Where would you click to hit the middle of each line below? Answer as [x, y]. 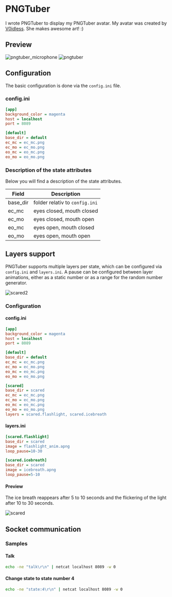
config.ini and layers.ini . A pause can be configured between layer [79, 272]
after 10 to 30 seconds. [30, 503]
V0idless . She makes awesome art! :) [44, 28]
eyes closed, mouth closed [66, 211]
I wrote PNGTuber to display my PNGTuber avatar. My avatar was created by [86, 23]
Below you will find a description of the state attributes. [64, 181]
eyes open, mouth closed [64, 227]
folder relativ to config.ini [65, 202]
